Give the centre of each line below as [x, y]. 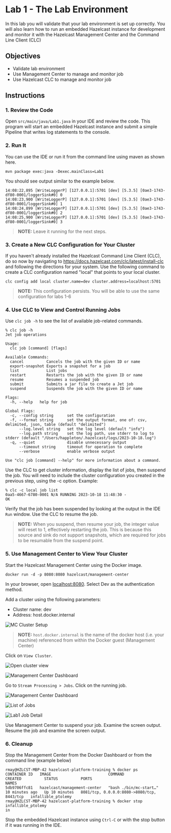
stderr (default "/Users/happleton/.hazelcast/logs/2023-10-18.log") [81, 438]
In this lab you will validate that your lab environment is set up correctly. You [85, 24]
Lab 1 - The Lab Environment [67, 9]
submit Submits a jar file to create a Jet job [72, 384]
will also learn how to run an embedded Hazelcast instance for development [85, 29]
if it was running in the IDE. [34, 825]
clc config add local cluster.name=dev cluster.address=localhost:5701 [83, 282]
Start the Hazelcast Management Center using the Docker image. [74, 565]
